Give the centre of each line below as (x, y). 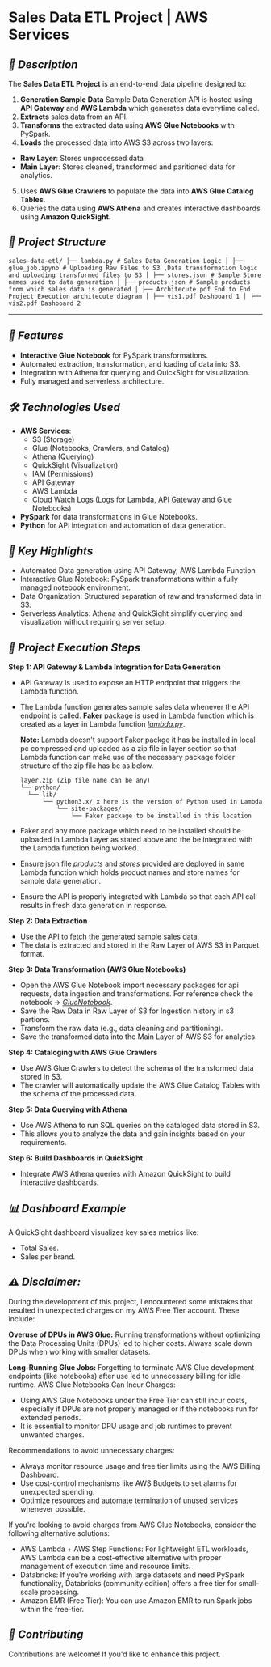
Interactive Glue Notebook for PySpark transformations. (114, 355)
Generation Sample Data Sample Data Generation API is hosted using (136, 100)
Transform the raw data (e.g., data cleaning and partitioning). (121, 1029)
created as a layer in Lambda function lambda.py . (102, 724)
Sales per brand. (48, 1256)
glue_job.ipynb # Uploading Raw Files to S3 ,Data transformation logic (133, 268)
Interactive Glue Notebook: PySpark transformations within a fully (129, 579)
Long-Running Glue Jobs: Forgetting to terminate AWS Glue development (131, 1367)
